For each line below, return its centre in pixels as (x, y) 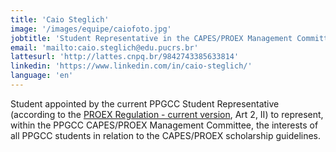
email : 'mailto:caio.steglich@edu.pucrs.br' (104, 47)
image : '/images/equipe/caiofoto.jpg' (91, 29)
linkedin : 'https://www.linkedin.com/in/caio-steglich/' (131, 66)
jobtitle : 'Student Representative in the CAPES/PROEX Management (151, 38)
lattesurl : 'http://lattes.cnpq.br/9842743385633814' (125, 57)
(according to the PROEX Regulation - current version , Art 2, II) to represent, (167, 114)
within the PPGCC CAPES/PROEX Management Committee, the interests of (164, 125)
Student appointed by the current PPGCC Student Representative (145, 103)
